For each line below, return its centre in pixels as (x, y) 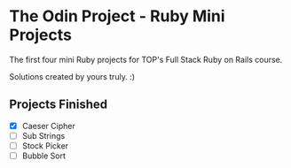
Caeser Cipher (48, 126)
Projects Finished (59, 105)
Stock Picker (45, 145)
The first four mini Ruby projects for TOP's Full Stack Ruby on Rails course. (146, 59)
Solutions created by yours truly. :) (72, 76)
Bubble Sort (44, 156)
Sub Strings (43, 135)
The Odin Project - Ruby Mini (117, 16)
